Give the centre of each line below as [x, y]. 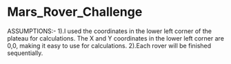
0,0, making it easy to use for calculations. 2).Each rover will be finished [109, 45]
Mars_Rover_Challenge [75, 12]
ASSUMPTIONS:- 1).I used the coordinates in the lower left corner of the [110, 31]
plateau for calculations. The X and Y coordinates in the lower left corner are [115, 38]
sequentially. [25, 53]
